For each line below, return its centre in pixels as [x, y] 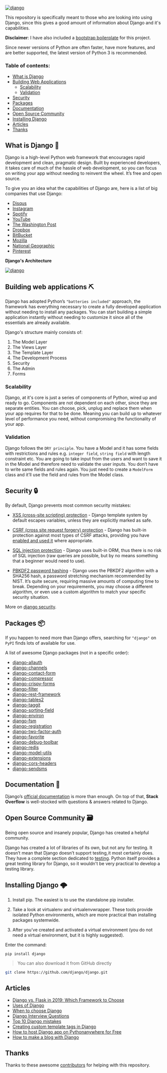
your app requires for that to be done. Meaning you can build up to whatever [83, 414]
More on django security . [31, 607]
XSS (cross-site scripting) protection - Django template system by [80, 515]
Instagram [23, 209]
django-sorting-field [33, 710]
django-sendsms [30, 769]
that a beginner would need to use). [49, 561]
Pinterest [22, 251]
